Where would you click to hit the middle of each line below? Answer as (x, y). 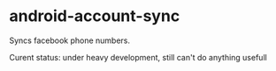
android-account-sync (95, 16)
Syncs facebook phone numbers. (70, 40)
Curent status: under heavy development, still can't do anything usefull (138, 57)
